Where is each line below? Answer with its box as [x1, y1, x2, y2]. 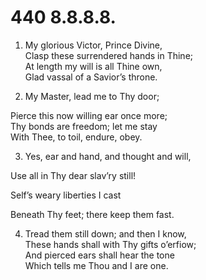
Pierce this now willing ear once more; [10, 109, 168, 121]
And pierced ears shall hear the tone [24, 249, 175, 261]
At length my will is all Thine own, [24, 60, 163, 72]
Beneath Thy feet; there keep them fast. [10, 208, 175, 220]
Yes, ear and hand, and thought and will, [24, 150, 192, 162]
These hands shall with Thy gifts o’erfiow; [24, 238, 197, 250]
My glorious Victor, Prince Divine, [24, 39, 163, 51]
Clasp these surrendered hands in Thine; [24, 49, 194, 61]
